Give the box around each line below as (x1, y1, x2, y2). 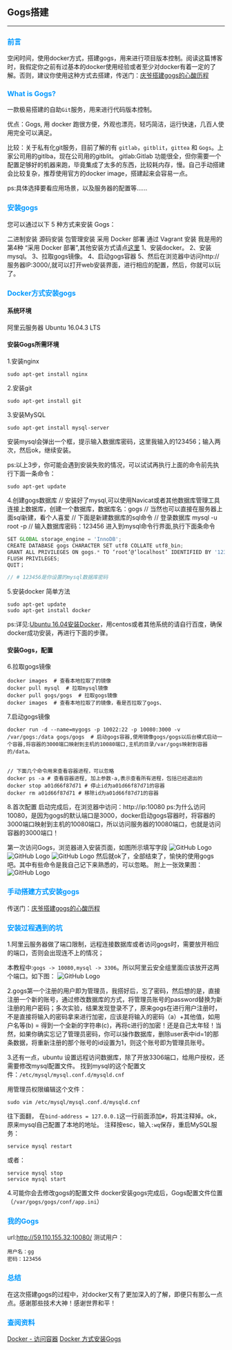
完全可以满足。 (12, 129, 56, 137)
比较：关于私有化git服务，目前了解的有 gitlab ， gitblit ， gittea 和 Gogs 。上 (7, 144, 224, 152)
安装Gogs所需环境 (7, 341, 59, 349)
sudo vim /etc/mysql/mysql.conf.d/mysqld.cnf (7, 1099, 140, 1106)
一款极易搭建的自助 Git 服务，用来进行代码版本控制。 (7, 106, 156, 114)
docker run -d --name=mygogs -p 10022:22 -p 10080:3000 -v (7, 726, 181, 734)
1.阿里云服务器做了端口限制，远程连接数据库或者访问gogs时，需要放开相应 (7, 940, 220, 949)
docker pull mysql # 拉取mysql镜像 (7, 685, 108, 692)
